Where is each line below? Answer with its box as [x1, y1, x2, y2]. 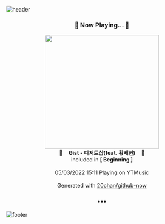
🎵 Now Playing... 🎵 [74, 21, 130, 29]
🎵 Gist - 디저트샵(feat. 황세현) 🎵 [59, 149, 145, 157]
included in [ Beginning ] [70, 156, 133, 163]
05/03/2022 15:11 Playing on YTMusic [55, 169, 149, 176]
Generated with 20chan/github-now [57, 182, 147, 189]
